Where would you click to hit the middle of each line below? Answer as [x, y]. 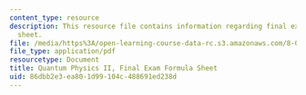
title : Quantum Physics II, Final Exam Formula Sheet [114, 69]
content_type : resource [55, 18]
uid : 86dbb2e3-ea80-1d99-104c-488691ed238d [93, 77]
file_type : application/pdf [63, 52]
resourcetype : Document [55, 60]
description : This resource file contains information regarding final [148, 26]
